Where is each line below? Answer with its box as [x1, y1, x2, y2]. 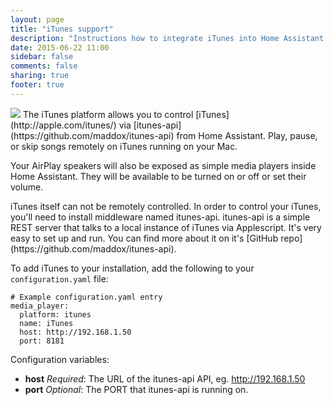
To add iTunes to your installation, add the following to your [10, 262, 255, 274]
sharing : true [10, 71, 70, 81]
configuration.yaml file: [10, 272, 109, 285]
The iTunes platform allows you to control [22, 108, 194, 120]
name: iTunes [19, 318, 74, 328]
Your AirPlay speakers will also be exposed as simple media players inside [10, 159, 317, 171]
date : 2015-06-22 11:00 [10, 42, 110, 53]
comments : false [10, 61, 78, 71]
